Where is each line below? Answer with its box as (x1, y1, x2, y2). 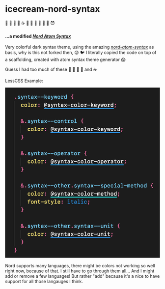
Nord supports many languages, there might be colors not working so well (5, 263, 155, 269)
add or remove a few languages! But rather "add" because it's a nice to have (5, 273, 160, 279)
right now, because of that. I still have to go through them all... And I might (5, 268, 155, 274)
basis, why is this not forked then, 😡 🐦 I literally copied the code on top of (5, 50, 157, 56)
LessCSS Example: (5, 78, 43, 84)
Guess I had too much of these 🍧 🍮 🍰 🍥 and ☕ (5, 66, 97, 72)
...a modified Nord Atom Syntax (5, 33, 71, 39)
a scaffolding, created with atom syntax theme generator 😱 (5, 57, 126, 62)
